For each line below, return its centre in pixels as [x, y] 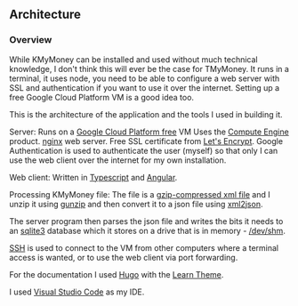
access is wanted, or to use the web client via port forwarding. [124, 257]
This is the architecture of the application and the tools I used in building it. [146, 114]
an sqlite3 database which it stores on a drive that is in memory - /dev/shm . [148, 230]
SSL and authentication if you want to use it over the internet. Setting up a [145, 87]
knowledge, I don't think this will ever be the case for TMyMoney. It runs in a [149, 68]
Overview [31, 40]
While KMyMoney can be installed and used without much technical [133, 59]
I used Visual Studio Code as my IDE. [77, 292]
